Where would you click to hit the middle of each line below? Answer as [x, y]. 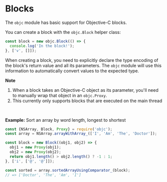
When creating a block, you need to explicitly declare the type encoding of [82, 60]
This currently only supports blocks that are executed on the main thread [87, 101]
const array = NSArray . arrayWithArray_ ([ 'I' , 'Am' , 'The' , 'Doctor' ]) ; [81, 134]
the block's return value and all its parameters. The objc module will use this [83, 65]
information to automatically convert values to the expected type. [72, 71]
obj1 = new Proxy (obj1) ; [35, 148]
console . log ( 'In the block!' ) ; [42, 46]
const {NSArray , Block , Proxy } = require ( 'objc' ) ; [59, 129]
